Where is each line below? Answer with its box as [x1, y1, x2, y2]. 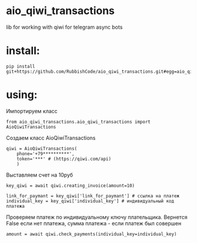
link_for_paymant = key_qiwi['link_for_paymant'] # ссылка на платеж [6, 193, 180, 199]
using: [6, 88, 38, 102]
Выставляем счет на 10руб [6, 171, 73, 178]
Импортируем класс [6, 107, 57, 114]
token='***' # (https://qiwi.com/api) [16, 156, 111, 162]
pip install [6, 63, 35, 69]
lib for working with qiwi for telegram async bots [6, 23, 123, 31]
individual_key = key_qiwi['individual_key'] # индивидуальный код [6, 198, 175, 204]
